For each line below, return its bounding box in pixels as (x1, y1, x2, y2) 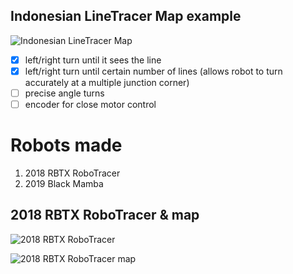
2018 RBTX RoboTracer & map (10, 207, 200, 224)
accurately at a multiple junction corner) (24, 76, 190, 88)
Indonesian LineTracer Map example (10, 8, 242, 25)
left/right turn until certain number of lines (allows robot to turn (24, 65, 283, 77)
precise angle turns (24, 87, 105, 99)
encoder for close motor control (24, 99, 157, 110)
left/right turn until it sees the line (24, 54, 162, 66)
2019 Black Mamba (24, 178, 104, 189)
